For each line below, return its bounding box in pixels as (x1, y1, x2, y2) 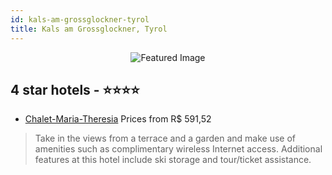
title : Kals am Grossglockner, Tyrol (10, 24, 168, 34)
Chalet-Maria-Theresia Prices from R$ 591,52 (24, 113, 212, 125)
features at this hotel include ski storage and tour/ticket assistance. (34, 154, 312, 166)
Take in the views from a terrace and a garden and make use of (34, 132, 297, 145)
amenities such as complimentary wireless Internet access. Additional (34, 143, 323, 155)
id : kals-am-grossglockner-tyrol (10, 14, 150, 25)
